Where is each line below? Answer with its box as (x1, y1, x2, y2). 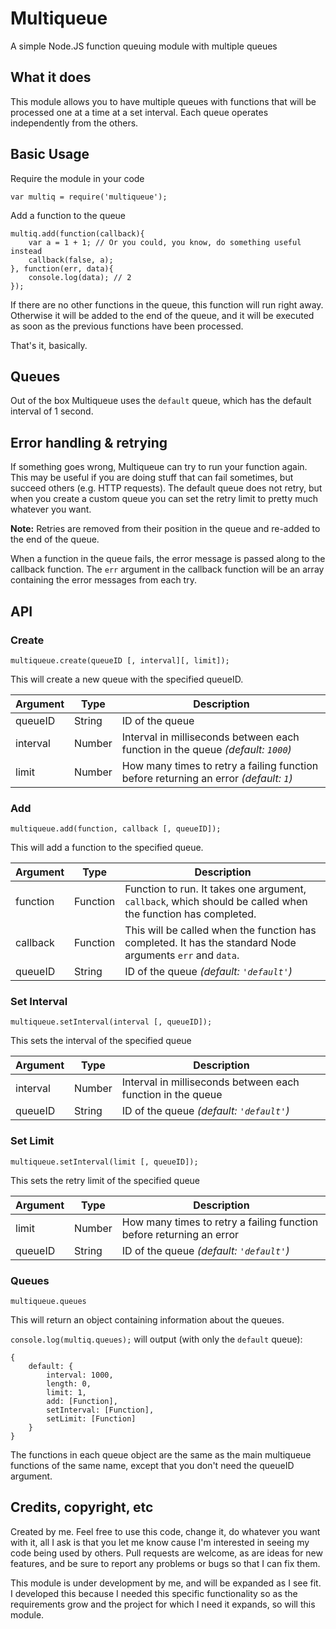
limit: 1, (46, 1388, 87, 1398)
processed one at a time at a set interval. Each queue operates (10, 106, 269, 118)
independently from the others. (10, 117, 139, 129)
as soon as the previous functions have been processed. (10, 320, 244, 332)
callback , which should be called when (124, 895, 308, 909)
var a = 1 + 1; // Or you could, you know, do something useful (28, 237, 302, 247)
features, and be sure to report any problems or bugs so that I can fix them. (10, 1557, 321, 1569)
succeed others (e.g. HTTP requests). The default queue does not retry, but (10, 482, 323, 494)
